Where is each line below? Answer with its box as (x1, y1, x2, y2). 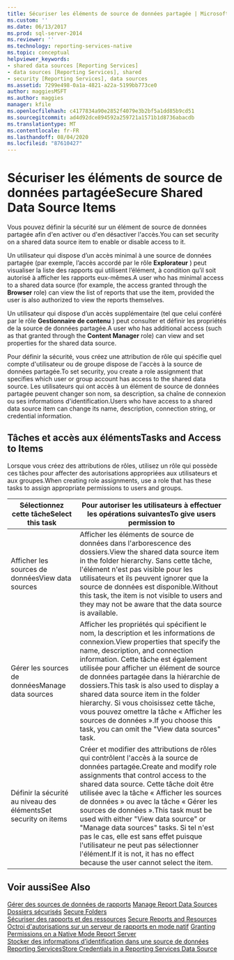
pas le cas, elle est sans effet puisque (79, 832, 203, 841)
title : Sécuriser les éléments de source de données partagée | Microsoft (7, 10, 229, 17)
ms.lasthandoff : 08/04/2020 (7, 133, 89, 140)
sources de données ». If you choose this (79, 715, 213, 725)
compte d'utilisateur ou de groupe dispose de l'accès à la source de (7, 360, 203, 369)
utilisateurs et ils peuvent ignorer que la (79, 573, 209, 583)
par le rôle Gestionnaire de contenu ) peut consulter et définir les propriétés (7, 317, 227, 325)
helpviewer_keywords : (7, 56, 70, 63)
